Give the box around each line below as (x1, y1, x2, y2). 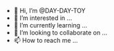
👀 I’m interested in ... (13, 14, 73, 22)
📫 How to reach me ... (13, 37, 78, 44)
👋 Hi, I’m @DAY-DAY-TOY (13, 7, 86, 14)
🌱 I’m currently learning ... (13, 21, 88, 29)
